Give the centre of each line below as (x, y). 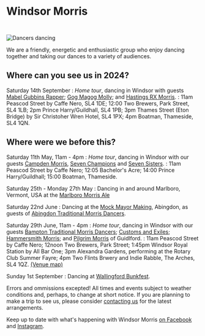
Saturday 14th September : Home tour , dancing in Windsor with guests (95, 90)
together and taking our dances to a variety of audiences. (79, 56)
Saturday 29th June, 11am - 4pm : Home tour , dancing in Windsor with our (100, 225)
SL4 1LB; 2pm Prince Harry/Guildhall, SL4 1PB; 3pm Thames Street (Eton (98, 110)
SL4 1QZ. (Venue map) (35, 264)
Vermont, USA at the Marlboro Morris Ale (58, 195)
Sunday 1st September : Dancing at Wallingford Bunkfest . (78, 276)
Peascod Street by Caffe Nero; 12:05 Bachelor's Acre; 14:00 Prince (91, 170)
